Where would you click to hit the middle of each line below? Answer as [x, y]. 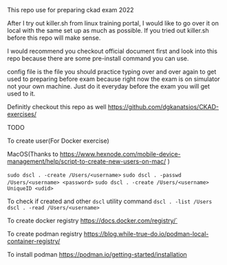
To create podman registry [45, 234]
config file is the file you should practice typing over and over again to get [112, 72]
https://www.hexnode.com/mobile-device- [120, 154]
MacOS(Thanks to [33, 154]
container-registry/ [34, 241]
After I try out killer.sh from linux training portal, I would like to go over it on [113, 23]
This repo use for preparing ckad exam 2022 [71, 10]
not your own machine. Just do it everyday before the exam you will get [109, 86]
